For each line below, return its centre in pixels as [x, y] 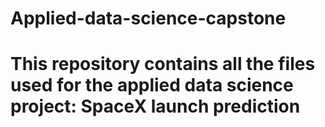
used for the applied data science [152, 85]
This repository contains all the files [163, 64]
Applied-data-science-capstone [148, 18]
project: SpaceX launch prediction [155, 106]
